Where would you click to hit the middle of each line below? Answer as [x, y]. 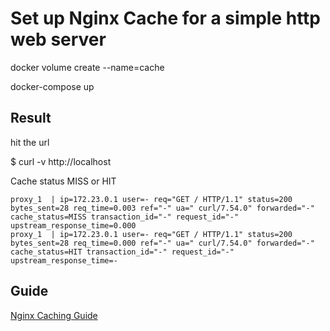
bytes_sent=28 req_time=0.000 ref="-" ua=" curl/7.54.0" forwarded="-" [162, 243]
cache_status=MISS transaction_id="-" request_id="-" [125, 217]
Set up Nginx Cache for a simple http [166, 18]
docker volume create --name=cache [87, 67]
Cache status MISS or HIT [63, 181]
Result [31, 118]
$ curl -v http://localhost [61, 161]
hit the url [30, 142]
